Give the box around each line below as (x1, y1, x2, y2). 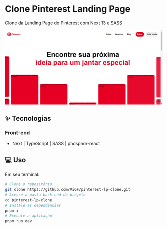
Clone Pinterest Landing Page (5, 3, 131, 15)
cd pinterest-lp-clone (5, 197, 52, 203)
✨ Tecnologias (5, 114, 51, 123)
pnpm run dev (5, 219, 32, 224)
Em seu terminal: (5, 171, 40, 178)
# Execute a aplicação (5, 213, 52, 218)
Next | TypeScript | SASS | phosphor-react (12, 141, 100, 147)
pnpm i (5, 208, 19, 213)
